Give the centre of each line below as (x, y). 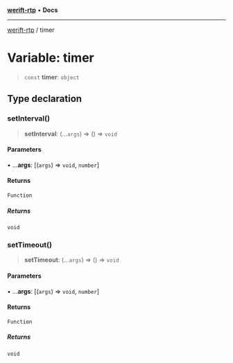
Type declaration (44, 99)
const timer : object (52, 77)
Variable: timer (51, 58)
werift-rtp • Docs (33, 10)
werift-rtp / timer (31, 30)
